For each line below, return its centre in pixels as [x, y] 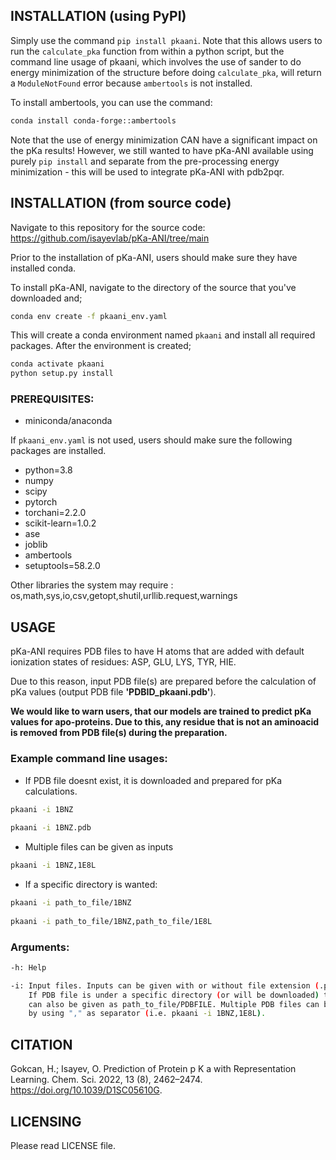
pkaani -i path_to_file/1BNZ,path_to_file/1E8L [111, 921]
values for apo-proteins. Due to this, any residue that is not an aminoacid [165, 722]
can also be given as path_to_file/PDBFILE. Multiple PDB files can [174, 1004]
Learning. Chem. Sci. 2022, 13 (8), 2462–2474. [106, 1080]
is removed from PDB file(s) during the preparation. [119, 733]
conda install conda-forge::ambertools [93, 120]
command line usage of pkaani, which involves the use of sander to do [156, 61]
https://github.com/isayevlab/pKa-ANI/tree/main [110, 238]
